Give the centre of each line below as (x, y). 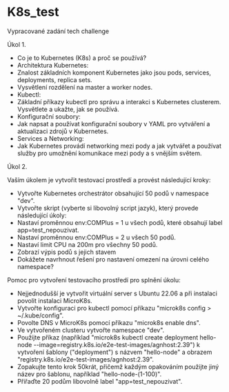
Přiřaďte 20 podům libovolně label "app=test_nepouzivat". (100, 381)
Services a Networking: (50, 138)
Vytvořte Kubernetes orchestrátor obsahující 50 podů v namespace (113, 193)
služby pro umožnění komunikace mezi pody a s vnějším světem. (109, 153)
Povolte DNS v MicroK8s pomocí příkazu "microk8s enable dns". (109, 322)
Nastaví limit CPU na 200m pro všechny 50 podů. (87, 244)
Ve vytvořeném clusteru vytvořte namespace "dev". (91, 330)
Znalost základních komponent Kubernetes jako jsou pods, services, (114, 72)
